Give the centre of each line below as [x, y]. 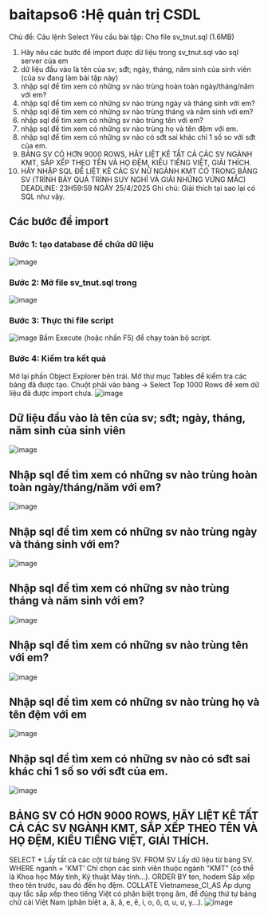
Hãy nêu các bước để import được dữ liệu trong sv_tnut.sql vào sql [129, 52]
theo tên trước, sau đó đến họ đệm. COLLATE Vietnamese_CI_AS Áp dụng [130, 885]
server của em [44, 61]
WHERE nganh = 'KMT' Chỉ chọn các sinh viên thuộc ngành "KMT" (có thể [132, 869]
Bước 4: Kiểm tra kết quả [58, 358]
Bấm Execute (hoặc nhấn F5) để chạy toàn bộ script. [126, 338]
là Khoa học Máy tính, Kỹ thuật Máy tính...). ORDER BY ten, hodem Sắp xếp [132, 877]
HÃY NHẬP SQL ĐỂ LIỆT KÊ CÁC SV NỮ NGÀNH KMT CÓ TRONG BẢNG [139, 171]
